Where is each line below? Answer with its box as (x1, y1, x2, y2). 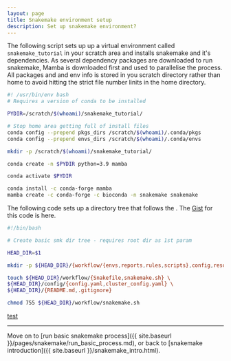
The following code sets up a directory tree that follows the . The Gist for (7, 204, 213, 212)
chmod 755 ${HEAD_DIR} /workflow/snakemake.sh (7, 300, 140, 307)
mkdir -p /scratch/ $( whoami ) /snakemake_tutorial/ (7, 148, 153, 155)
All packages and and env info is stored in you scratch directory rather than (7, 71, 221, 79)
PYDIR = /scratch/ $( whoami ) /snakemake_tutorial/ (7, 111, 143, 118)
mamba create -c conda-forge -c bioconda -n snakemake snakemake (7, 192, 198, 199)
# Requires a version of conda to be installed (7, 98, 146, 105)
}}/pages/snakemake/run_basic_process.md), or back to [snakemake (7, 339, 203, 347)
